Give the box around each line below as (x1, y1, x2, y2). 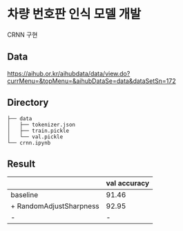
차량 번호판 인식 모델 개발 (7, 6, 142, 22)
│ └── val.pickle (7, 133, 64, 140)
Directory (7, 97, 49, 109)
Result (7, 158, 36, 169)
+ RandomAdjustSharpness (10, 201, 100, 211)
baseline (10, 190, 39, 200)
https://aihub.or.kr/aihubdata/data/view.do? (7, 69, 131, 77)
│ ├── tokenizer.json (7, 121, 76, 128)
